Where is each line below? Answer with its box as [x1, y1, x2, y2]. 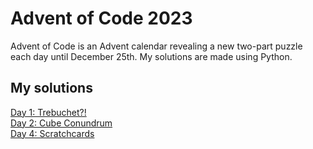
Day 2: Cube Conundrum [10, 117, 113, 129]
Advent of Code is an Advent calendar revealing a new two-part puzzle [10, 40, 303, 52]
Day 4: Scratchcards [10, 127, 95, 139]
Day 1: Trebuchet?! [10, 106, 87, 118]
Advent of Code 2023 [10, 7, 193, 30]
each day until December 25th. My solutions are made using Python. [10, 50, 293, 62]
